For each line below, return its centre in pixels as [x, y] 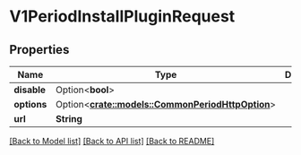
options [30, 104]
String [69, 119]
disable [30, 90]
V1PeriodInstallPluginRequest [122, 17]
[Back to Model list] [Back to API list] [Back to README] [112, 141]
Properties [39, 50]
